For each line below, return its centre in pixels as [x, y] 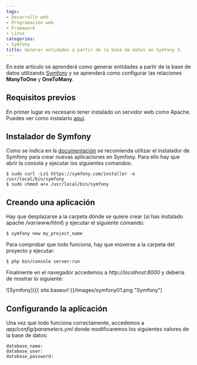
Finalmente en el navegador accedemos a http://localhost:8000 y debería [95, 273]
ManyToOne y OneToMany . [40, 79]
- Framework [21, 28]
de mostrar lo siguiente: [35, 279]
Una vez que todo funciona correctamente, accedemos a [75, 323]
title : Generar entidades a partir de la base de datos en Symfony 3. [94, 50]
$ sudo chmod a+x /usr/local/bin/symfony [58, 184]
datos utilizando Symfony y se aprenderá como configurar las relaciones [94, 73]
